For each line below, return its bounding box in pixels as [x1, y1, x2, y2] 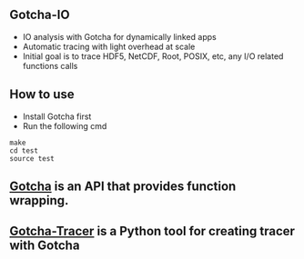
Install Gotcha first [22, 111, 92, 122]
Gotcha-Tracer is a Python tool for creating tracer [9, 224, 296, 239]
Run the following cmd [22, 120, 107, 131]
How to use [9, 86, 75, 103]
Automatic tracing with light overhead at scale [22, 41, 196, 52]
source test [9, 154, 55, 163]
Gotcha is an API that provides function [9, 179, 237, 194]
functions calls [22, 60, 78, 71]
